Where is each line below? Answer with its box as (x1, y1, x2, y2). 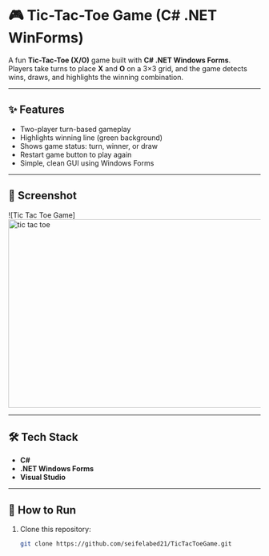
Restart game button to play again (19, 150, 132, 159)
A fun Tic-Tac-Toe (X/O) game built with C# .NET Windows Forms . (8, 55, 231, 65)
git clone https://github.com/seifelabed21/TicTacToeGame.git (19, 540, 232, 548)
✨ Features (8, 103, 65, 117)
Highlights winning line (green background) (19, 133, 163, 142)
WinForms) (8, 29, 84, 47)
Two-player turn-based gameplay (19, 124, 131, 134)
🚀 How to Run (8, 503, 77, 517)
